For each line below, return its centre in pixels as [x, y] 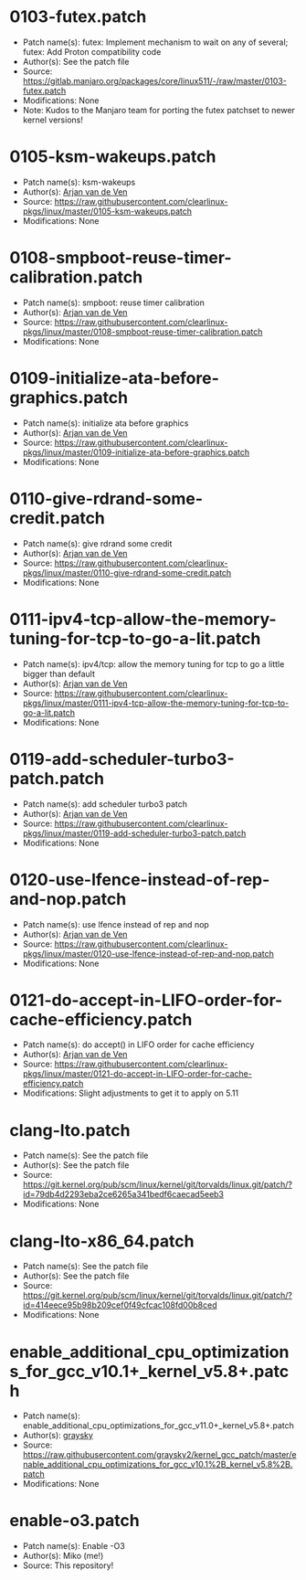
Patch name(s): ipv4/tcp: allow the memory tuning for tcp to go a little [153, 663]
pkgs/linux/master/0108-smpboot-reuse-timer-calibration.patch [142, 332]
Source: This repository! [68, 1565]
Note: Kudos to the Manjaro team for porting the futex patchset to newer [158, 110]
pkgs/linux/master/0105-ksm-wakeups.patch [107, 211]
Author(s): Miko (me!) [63, 1556]
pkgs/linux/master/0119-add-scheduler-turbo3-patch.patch [134, 832]
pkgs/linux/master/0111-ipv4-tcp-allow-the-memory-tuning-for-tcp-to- [156, 703]
